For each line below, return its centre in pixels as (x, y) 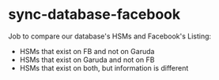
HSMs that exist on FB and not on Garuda (87, 51)
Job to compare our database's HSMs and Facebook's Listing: (110, 36)
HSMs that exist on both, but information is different (104, 67)
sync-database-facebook (94, 15)
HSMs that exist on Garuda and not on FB (87, 60)
